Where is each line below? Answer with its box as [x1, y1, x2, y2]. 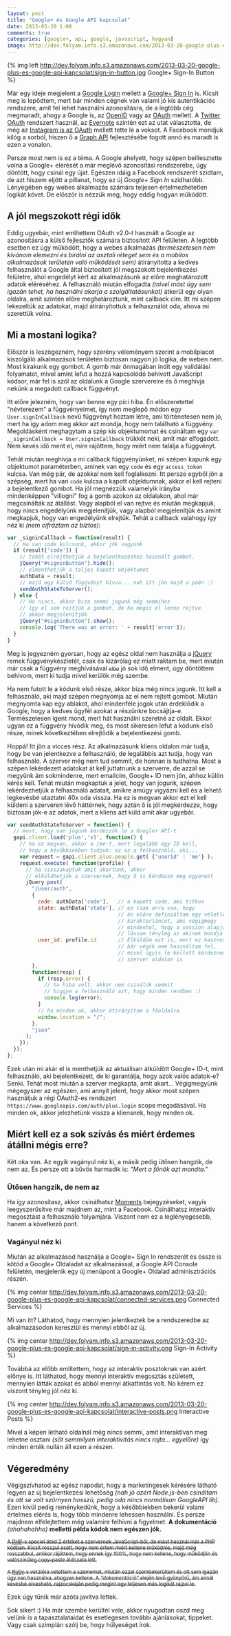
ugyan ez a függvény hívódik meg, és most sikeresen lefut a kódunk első [7, 721, 214, 730]
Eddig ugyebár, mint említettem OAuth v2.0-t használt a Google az [7, 228, 195, 237]
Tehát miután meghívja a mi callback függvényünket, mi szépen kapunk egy [7, 455, 222, 463]
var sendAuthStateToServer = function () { [7, 821, 131, 828]
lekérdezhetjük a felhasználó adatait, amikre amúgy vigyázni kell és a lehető [7, 786, 222, 794]
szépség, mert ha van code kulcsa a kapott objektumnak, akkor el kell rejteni [7, 477, 222, 485]
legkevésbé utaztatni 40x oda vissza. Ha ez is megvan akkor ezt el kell [7, 793, 208, 801]
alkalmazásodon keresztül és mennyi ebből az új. [7, 1324, 146, 1332]
